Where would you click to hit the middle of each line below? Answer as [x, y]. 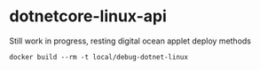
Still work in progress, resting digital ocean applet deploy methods [130, 41]
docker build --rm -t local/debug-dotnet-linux [99, 57]
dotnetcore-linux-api [88, 16]
